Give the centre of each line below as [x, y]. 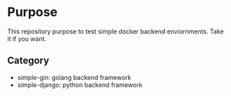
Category [28, 61]
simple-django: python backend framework [80, 85]
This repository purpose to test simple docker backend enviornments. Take [115, 31]
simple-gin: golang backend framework [74, 77]
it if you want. [27, 38]
